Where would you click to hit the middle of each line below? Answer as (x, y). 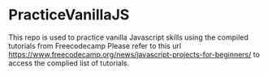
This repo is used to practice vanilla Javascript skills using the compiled (129, 37)
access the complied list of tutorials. (69, 63)
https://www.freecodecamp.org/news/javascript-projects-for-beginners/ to (134, 54)
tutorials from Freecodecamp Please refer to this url (95, 45)
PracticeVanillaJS (69, 15)
